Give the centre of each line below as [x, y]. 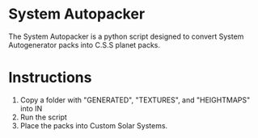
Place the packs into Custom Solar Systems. [94, 125]
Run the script [43, 117]
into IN [31, 108]
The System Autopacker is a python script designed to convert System [126, 36]
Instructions [50, 78]
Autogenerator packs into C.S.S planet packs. [84, 44]
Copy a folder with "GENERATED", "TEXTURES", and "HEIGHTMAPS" [135, 100]
